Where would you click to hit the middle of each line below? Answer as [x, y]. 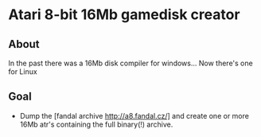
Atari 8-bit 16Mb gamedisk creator [124, 15]
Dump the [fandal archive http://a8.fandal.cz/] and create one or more [134, 115]
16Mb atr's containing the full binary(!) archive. [96, 124]
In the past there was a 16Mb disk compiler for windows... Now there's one [130, 63]
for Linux [23, 72]
